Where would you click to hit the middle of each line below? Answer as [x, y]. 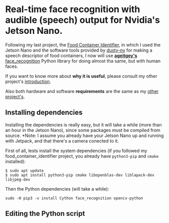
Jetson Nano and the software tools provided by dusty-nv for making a [79, 50]
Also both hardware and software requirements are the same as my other [82, 91]
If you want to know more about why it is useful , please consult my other [81, 76]
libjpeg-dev [18, 180]
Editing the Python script [45, 214]
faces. [12, 66]
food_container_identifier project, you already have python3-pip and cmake [82, 156]
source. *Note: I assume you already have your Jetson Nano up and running [84, 136]
